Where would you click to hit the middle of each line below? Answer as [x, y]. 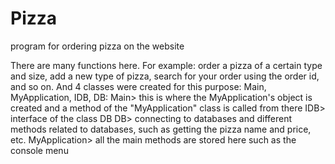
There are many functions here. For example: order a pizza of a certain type [166, 65]
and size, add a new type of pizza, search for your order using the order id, [165, 76]
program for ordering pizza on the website [97, 46]
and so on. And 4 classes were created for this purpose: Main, [138, 86]
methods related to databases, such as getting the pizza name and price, [161, 129]
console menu [39, 150]
